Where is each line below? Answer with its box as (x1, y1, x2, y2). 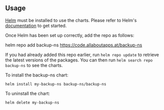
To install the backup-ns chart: (5, 72, 69, 78)
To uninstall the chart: (5, 90, 50, 96)
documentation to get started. (5, 22, 67, 28)
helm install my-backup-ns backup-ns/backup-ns (5, 81, 107, 86)
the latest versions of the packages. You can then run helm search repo (5, 57, 153, 63)
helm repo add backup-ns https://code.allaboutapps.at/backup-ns (5, 42, 142, 48)
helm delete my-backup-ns (5, 100, 59, 105)
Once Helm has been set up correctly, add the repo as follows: (5, 32, 134, 38)
